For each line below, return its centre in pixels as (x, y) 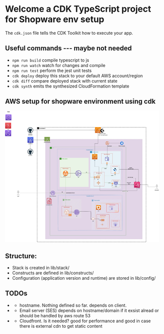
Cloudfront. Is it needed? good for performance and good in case (85, 321)
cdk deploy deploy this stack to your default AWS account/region (77, 76)
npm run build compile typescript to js (51, 60)
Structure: (21, 256)
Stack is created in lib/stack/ (41, 268)
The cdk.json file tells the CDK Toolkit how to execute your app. (69, 33)
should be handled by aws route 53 (55, 315)
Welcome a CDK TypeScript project (78, 9)
